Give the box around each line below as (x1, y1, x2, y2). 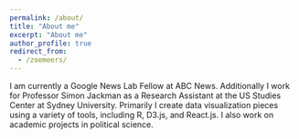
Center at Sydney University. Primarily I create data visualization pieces (9, 100, 279, 110)
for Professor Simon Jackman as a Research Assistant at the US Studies (9, 90, 282, 101)
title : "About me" (9, 22, 80, 31)
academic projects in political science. (9, 119, 154, 130)
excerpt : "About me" (9, 30, 89, 39)
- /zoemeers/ (17, 55, 68, 65)
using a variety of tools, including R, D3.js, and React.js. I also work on (9, 110, 274, 120)
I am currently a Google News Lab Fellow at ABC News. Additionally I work (9, 81, 291, 91)
